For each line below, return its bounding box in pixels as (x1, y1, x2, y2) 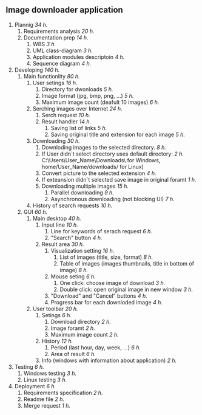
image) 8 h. (59, 266, 89, 273)
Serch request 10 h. (41, 111, 90, 118)
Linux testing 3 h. (23, 376, 67, 383)
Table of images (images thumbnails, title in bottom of (59, 259, 195, 267)
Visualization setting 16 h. (50, 247, 115, 254)
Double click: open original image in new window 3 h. (59, 286, 194, 293)
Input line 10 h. (41, 221, 78, 228)
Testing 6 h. (14, 363, 44, 370)
